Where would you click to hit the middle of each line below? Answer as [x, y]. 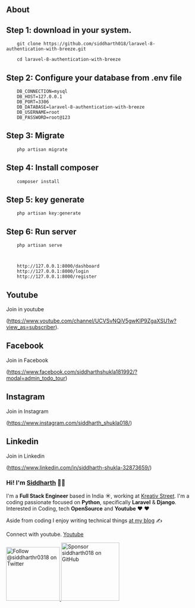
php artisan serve [40, 246]
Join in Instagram [27, 411]
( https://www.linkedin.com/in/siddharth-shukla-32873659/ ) [79, 467]
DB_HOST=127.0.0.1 [40, 97]
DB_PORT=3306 [33, 102]
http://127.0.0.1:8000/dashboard [58, 266]
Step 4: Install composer [53, 168]
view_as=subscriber [31, 327]
